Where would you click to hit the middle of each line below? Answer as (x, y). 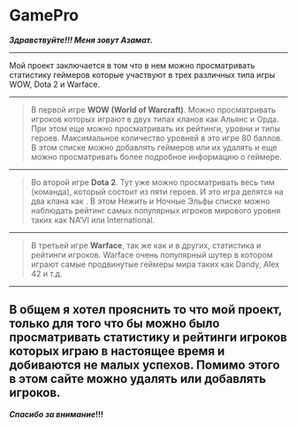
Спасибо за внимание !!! (57, 414)
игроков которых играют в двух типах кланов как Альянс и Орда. (155, 119)
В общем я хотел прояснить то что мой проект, (146, 310)
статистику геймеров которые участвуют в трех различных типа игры (142, 74)
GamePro (44, 16)
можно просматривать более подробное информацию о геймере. (156, 157)
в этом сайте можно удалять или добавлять (138, 379)
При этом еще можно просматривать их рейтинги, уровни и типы (156, 128)
